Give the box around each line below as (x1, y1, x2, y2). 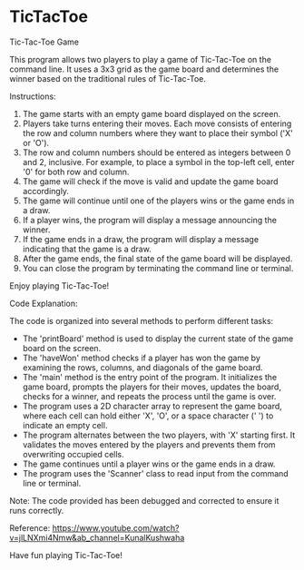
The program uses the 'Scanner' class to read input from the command (22, 467, 289, 478)
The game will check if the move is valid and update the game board (22, 175, 279, 187)
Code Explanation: (9, 298, 78, 309)
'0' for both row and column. (22, 166, 130, 177)
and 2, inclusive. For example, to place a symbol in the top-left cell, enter (22, 156, 295, 167)
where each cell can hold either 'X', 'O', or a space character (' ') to (22, 410, 274, 421)
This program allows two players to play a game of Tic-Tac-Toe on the (9, 54, 272, 64)
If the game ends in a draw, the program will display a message (22, 233, 260, 244)
